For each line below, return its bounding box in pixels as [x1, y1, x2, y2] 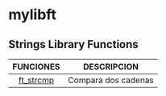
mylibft [8, 6, 57, 24]
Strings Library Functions [8, 38, 139, 51]
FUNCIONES [12, 62, 60, 72]
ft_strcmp [19, 74, 55, 86]
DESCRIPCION [83, 62, 139, 72]
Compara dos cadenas [68, 74, 155, 86]
